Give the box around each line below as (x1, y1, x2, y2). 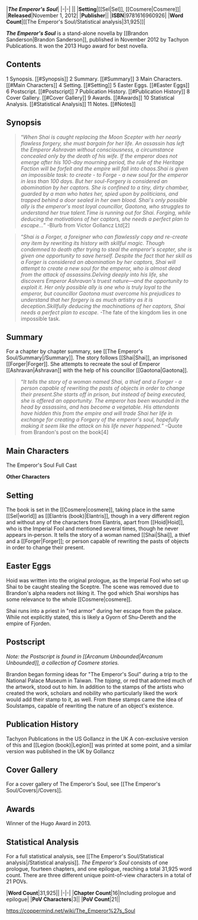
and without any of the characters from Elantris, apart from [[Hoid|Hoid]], (6, 519, 184, 526)
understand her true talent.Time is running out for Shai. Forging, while (20, 209, 191, 216)
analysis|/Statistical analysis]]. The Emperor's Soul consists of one (6, 859, 168, 866)
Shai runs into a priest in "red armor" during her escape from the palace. (6, 607, 183, 614)
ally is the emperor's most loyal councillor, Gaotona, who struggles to (20, 202, 190, 210)
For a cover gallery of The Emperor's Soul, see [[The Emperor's (6, 781, 161, 788)
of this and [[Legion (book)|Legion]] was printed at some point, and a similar (6, 741, 192, 749)
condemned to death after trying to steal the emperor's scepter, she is (20, 246, 192, 253)
